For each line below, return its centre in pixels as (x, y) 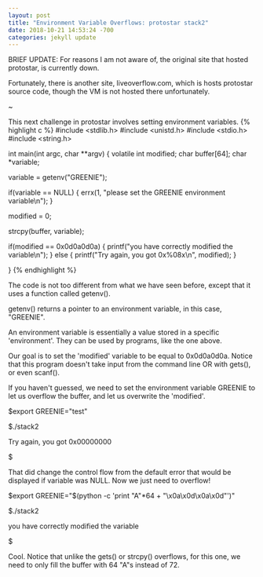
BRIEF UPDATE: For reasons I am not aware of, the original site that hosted (128, 60)
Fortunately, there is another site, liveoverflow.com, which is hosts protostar (131, 83)
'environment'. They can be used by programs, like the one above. (115, 341)
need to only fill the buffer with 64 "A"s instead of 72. (94, 565)
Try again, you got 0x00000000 (60, 442)
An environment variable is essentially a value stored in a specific (114, 332)
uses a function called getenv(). (60, 294)
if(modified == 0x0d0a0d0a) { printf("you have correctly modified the (121, 247)
